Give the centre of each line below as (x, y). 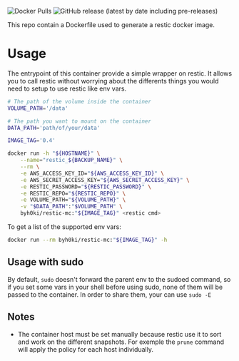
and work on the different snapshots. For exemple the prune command (121, 342)
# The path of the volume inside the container (80, 101)
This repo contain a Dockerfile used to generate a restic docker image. (111, 25)
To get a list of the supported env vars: (64, 227)
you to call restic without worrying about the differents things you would (113, 81)
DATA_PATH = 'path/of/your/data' (54, 128)
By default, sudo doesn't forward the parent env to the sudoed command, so (119, 279)
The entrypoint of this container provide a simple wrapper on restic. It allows (120, 73)
